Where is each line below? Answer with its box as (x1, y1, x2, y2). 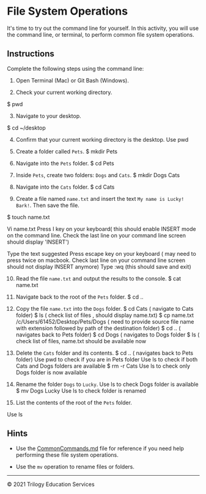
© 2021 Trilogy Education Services (7, 481, 95, 488)
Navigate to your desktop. (15, 112, 81, 120)
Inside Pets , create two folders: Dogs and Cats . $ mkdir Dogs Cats (15, 171, 180, 178)
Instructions (7, 49, 54, 59)
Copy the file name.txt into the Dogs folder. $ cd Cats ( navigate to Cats (15, 305, 194, 312)
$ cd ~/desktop (7, 124, 46, 131)
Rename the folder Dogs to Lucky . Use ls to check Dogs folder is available (15, 380, 199, 388)
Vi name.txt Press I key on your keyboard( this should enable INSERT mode (7, 225, 196, 233)
